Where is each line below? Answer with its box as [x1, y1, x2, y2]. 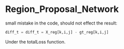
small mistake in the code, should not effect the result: [5, 20, 117, 26]
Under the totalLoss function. [5, 38, 66, 44]
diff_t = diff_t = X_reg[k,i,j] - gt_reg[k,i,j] [5, 29, 109, 34]
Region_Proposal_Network [5, 3, 119, 15]
